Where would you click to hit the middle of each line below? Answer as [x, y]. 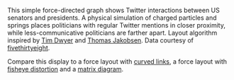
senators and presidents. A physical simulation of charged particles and [112, 18]
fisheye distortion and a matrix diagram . [66, 69]
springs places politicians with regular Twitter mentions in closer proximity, [116, 25]
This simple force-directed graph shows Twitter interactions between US [113, 10]
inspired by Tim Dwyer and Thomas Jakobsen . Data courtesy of [100, 40]
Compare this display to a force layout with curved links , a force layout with [117, 62]
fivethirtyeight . [29, 48]
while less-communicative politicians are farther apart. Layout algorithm [112, 33]
